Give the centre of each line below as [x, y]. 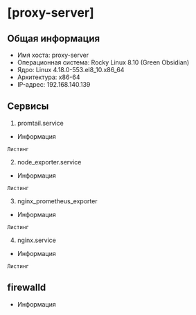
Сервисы [28, 107]
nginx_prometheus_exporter [57, 201]
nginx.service [37, 240]
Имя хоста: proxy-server [53, 55]
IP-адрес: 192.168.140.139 [54, 84]
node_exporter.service [49, 162]
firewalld [27, 288]
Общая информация [54, 39]
